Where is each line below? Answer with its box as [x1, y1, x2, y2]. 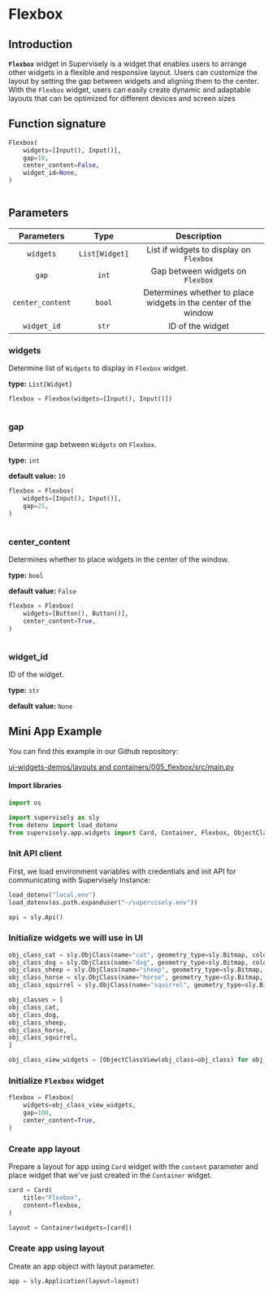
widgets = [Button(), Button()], [23, 610, 129, 618]
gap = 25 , [23, 502, 49, 511]
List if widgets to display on [146, 243, 251, 255]
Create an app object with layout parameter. [8, 1261, 156, 1271]
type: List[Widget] [8, 379, 73, 389]
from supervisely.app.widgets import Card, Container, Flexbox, [8, 828, 231, 837]
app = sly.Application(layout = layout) [8, 1277, 140, 1285]
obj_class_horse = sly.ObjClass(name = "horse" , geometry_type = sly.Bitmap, [8, 974, 264, 982]
